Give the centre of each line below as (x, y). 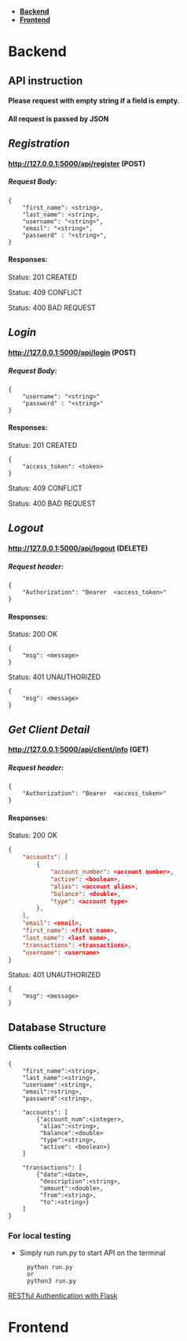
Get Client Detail (49, 729)
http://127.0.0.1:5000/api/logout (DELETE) (78, 548)
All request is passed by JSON (59, 118)
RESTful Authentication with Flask (63, 1296)
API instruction (46, 81)
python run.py (50, 1268)
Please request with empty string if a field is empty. (94, 101)
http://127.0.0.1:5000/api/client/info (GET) (79, 749)
